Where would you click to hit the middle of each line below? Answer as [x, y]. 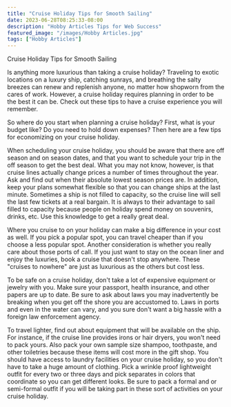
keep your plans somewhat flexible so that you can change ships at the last [114, 187]
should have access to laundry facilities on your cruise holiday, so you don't [115, 359]
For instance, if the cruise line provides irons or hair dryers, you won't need [114, 338]
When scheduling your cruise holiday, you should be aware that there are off [116, 151]
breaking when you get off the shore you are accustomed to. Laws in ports [113, 302]
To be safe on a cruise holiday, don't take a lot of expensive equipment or [111, 280]
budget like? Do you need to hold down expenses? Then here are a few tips [114, 130]
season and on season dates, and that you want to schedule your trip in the [114, 158]
